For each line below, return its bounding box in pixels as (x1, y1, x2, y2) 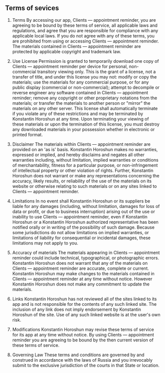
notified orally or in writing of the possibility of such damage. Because (12, 224, 155, 230)
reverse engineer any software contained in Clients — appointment (12, 89, 149, 95)
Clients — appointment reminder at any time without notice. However (12, 276, 153, 282)
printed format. (12, 131, 43, 137)
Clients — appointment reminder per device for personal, (12, 63, 128, 69)
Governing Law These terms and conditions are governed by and (12, 352, 144, 358)
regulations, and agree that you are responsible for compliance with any (12, 27, 159, 34)
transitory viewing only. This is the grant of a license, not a (37, 69, 156, 75)
